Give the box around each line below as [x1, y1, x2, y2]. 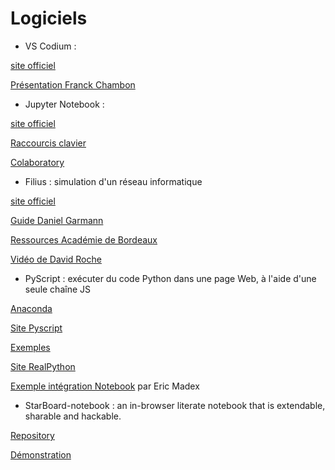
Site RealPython [10, 360, 76, 372]
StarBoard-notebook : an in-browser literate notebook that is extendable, [24, 399, 326, 411]
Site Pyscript [10, 322, 63, 334]
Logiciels [10, 7, 88, 30]
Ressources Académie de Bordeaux [10, 233, 158, 246]
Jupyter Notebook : [24, 98, 105, 110]
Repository [10, 429, 55, 441]
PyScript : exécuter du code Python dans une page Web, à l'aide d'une [24, 272, 317, 284]
